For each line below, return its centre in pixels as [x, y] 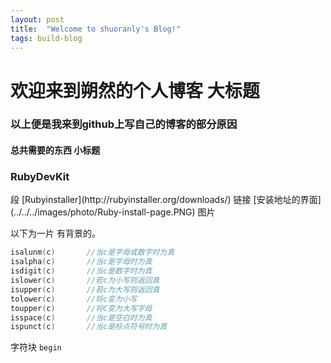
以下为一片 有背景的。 [55, 233]
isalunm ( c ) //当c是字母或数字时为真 [92, 252]
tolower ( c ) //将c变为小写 [74, 299]
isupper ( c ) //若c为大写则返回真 [85, 289]
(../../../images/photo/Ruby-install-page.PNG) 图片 [113, 212]
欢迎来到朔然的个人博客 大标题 [135, 90]
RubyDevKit [40, 176]
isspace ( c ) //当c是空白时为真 [81, 317]
